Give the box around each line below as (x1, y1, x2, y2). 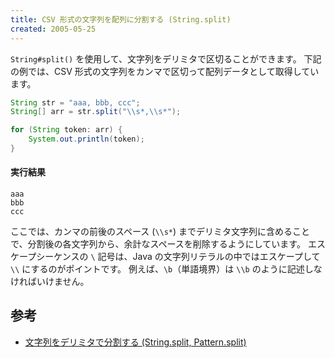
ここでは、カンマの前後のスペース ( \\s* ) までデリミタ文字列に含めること (10, 226, 311, 238)
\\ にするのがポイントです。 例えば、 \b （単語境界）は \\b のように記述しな (10, 263, 323, 275)
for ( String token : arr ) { (10, 125, 123, 135)
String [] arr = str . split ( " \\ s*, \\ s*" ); (10, 107, 182, 117)
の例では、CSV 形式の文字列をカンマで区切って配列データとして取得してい (10, 65, 320, 77)
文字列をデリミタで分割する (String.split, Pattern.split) (24, 336, 247, 348)
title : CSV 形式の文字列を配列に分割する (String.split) (10, 14, 232, 25)
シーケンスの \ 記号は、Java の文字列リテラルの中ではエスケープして (36, 251, 321, 263)
